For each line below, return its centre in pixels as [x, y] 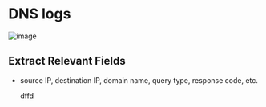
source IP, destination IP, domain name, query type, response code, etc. [139, 80]
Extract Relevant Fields [67, 61]
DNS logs [40, 14]
